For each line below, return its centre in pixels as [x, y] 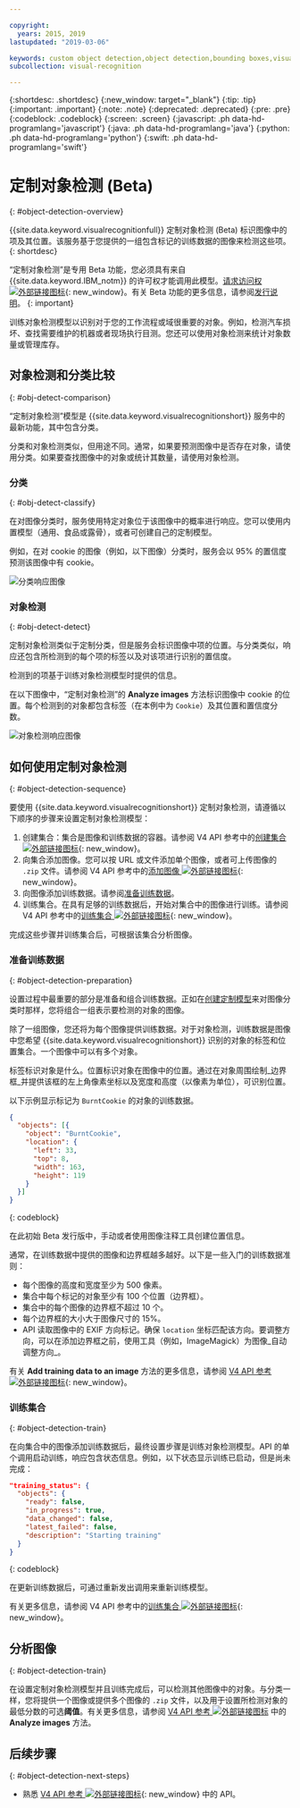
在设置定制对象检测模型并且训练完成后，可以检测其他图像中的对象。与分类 [146, 1689]
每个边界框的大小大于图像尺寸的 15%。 [94, 1319]
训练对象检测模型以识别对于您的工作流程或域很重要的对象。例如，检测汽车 [146, 322]
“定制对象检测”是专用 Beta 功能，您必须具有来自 [98, 270]
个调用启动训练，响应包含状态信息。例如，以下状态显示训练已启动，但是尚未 [150, 1457]
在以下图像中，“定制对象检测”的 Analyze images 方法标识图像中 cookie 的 [146, 695]
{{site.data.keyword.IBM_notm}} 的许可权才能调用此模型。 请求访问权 [136, 281]
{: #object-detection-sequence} [68, 789]
